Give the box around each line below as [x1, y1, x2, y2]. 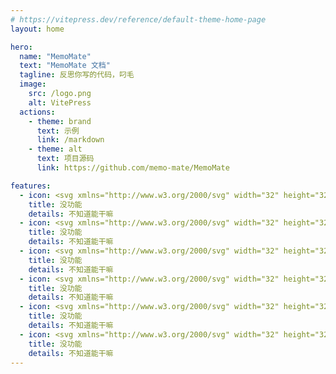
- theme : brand [28, 116, 92, 126]
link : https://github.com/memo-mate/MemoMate [36, 163, 230, 173]
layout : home [10, 24, 65, 34]
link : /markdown [36, 135, 105, 145]
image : [19, 79, 47, 90]
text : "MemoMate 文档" [19, 61, 111, 71]
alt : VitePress [28, 97, 92, 108]
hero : [10, 42, 33, 52]
